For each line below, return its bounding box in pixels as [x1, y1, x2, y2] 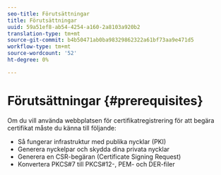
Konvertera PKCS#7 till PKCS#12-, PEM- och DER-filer [17, 159, 175, 168]
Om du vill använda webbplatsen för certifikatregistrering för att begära [7, 116, 215, 124]
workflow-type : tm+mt [7, 43, 71, 50]
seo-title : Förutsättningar [7, 10, 90, 18]
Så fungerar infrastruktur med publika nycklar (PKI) [17, 137, 167, 145]
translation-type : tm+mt [7, 30, 80, 37]
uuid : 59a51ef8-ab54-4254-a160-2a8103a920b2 [7, 23, 141, 30]
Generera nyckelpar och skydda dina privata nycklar [17, 145, 170, 153]
